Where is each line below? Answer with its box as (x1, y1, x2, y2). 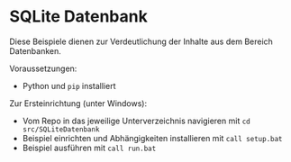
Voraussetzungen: (9, 63, 77, 74)
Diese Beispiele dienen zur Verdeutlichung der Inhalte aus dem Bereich (9, 36, 273, 47)
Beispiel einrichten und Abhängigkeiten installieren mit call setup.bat (22, 132, 283, 143)
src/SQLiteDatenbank (22, 124, 100, 134)
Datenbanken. (9, 45, 61, 56)
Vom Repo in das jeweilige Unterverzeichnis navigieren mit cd (22, 115, 250, 126)
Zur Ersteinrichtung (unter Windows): (9, 97, 147, 109)
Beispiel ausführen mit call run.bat (22, 142, 157, 153)
